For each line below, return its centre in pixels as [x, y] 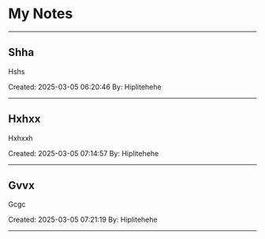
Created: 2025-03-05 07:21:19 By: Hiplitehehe [83, 220]
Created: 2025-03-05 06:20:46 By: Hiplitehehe [85, 87]
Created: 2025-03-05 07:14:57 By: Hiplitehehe [84, 153]
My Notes [41, 14]
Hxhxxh [21, 138]
